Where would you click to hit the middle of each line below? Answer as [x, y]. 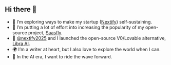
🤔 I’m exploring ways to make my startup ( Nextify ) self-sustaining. [82, 21]
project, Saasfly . [45, 32]
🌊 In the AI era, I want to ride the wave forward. [62, 56]
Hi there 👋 [21, 9]
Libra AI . [21, 44]
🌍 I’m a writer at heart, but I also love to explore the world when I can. [86, 49]
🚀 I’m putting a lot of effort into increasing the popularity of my [78, 27]
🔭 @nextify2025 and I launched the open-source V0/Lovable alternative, [89, 38]
